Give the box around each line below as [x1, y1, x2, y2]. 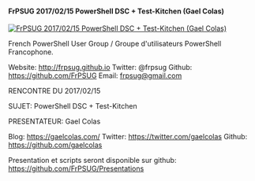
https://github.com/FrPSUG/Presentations [8, 164, 144, 173]
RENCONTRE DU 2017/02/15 [8, 87, 101, 96]
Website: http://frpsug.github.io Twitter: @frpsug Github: [8, 63, 193, 72]
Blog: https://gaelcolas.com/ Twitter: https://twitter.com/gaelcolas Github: [8, 132, 248, 142]
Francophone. [8, 47, 54, 57]
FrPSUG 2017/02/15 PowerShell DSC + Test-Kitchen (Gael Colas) [8, 6, 225, 16]
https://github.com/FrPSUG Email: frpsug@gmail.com [8, 71, 182, 80]
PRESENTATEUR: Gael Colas [8, 116, 101, 126]
